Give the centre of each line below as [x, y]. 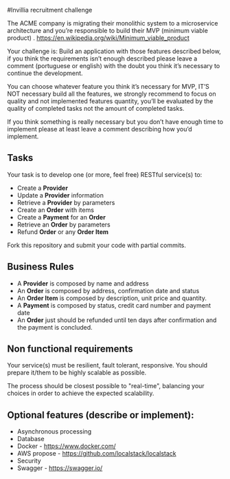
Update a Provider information [60, 195]
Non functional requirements [70, 349]
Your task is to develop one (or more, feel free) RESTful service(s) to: [105, 174]
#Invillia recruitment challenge [50, 10]
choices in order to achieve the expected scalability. [81, 393]
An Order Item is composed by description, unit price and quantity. [112, 298]
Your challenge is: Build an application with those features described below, [114, 51]
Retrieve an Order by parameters [64, 224]
